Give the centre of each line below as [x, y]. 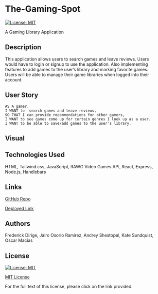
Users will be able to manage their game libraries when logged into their [77, 75]
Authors [18, 224]
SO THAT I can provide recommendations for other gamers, [65, 115]
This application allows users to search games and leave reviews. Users [77, 59]
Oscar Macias [19, 240]
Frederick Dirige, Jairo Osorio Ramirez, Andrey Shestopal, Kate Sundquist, [79, 235]
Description [23, 47]
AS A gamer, [17, 106]
